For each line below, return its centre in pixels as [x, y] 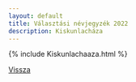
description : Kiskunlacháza [56, 31]
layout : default [36, 16]
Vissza [19, 70]
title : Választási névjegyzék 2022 [68, 24]
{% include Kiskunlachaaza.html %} [68, 54]
